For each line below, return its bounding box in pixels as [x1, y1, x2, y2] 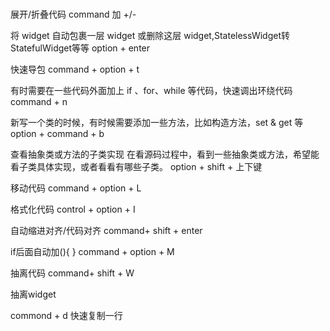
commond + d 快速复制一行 [10, 310, 123, 322]
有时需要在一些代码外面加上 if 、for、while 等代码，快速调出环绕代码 [10, 85, 293, 97]
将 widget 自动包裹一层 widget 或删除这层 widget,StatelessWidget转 [10, 30, 291, 42]
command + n [10, 96, 68, 108]
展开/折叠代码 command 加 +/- [10, 8, 137, 21]
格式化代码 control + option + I [10, 203, 136, 216]
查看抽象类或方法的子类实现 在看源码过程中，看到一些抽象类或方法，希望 [10, 148, 311, 161]
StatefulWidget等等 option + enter [10, 42, 151, 54]
